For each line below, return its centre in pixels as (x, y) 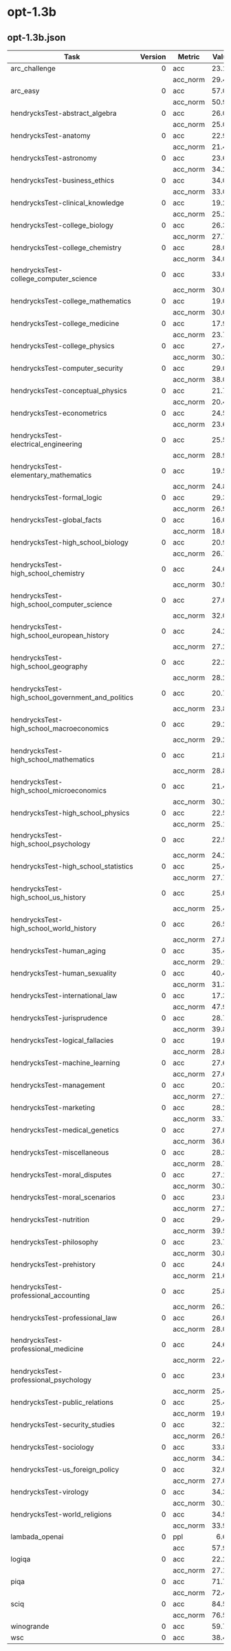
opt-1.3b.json (37, 38)
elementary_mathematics (51, 475)
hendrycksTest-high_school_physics (70, 813)
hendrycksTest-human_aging (58, 951)
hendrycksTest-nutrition (50, 1219)
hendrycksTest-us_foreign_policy (65, 1469)
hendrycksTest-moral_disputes (61, 1175)
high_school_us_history (48, 897)
